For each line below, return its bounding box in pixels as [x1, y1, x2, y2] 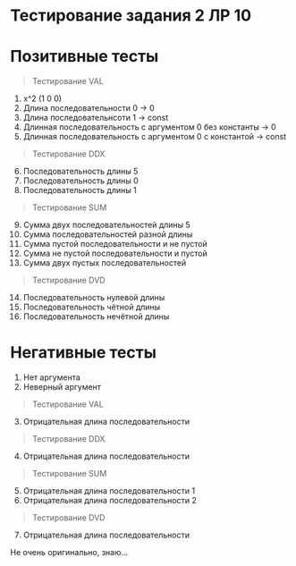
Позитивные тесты [10, 46, 159, 67]
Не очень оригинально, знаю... [10, 547, 129, 558]
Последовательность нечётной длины [22, 311, 170, 322]
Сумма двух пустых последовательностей [22, 258, 187, 268]
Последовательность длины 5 [22, 166, 139, 177]
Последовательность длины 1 [22, 185, 137, 196]
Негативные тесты [10, 342, 157, 363]
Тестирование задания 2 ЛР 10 [10, 5, 252, 26]
